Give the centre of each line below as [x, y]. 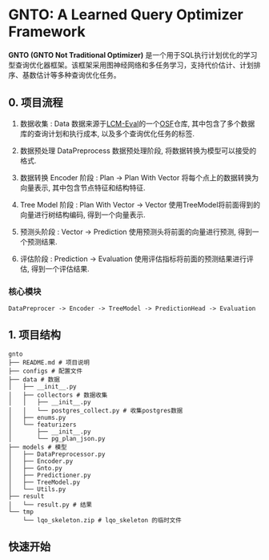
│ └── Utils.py [37, 489]
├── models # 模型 [38, 447]
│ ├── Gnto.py [35, 468]
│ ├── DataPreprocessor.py [57, 454]
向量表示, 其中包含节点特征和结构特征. [82, 187]
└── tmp [21, 512]
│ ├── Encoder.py [41, 461]
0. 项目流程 [36, 103]
